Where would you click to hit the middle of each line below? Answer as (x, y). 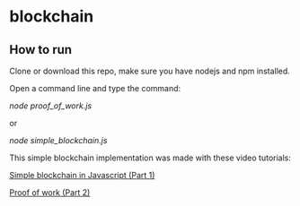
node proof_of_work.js (51, 106)
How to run (41, 50)
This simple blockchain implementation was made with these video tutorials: (150, 158)
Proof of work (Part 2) (50, 193)
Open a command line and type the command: (95, 88)
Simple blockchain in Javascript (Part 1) (82, 175)
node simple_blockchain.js (58, 140)
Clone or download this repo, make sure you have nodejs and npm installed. (150, 71)
